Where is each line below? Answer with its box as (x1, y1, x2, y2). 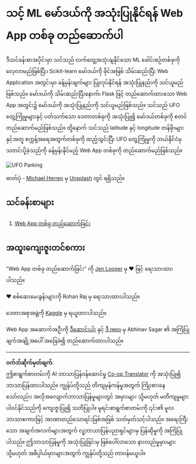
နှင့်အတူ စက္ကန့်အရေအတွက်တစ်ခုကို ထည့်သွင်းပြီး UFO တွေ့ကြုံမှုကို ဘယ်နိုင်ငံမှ (6, 135, 182, 143)
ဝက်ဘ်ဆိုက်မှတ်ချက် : (6, 359, 54, 366)
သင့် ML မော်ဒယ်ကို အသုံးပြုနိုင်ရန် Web (6, 6, 183, 20)
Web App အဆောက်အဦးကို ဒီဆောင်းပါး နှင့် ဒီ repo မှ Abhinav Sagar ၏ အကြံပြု (6, 326, 190, 333)
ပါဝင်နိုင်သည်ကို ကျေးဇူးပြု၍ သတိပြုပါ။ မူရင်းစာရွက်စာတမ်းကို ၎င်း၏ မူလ (6, 404, 174, 411)
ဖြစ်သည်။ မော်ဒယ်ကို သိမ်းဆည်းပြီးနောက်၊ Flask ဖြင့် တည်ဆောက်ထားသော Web (6, 90, 188, 97)
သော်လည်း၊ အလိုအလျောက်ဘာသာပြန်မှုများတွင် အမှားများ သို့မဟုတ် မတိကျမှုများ (6, 393, 189, 400)
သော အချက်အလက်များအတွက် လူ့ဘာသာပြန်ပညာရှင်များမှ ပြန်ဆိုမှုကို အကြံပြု (6, 427, 183, 434)
